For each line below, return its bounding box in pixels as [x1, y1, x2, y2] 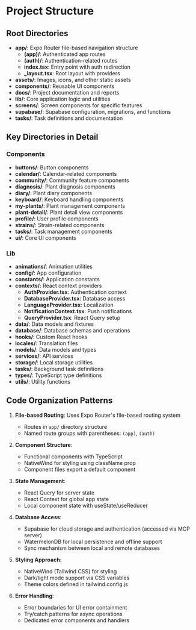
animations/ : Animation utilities [14, 263, 93, 270]
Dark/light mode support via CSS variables [23, 574, 130, 581]
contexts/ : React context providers [14, 282, 102, 289]
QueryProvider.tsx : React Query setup [23, 314, 121, 321]
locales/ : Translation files [14, 339, 78, 347]
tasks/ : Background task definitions [14, 365, 104, 372]
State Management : [14, 477, 66, 484]
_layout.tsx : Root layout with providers [23, 70, 120, 76]
